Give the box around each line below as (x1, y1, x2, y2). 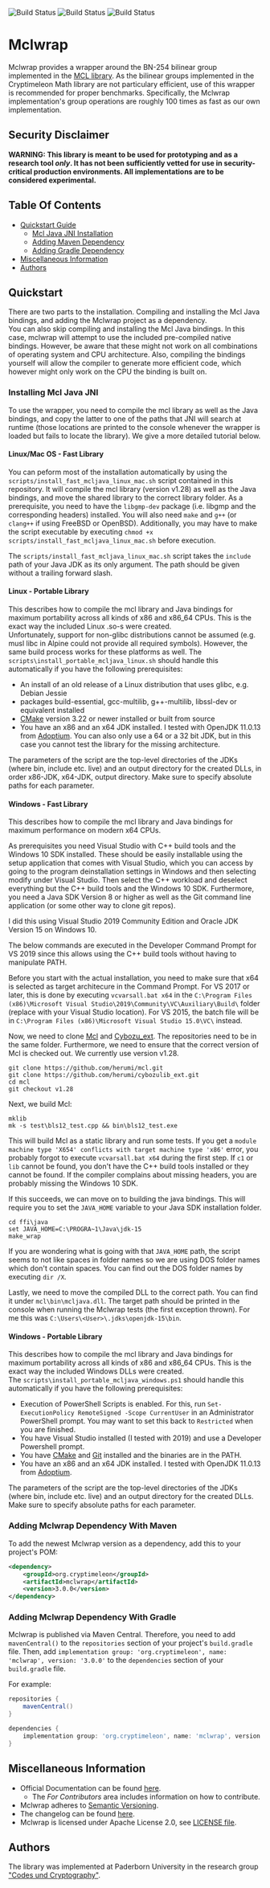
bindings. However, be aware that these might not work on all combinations (8, 342, 258, 351)
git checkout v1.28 (8, 1085, 74, 1093)
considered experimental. (8, 175, 96, 185)
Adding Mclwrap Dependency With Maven (8, 1520, 178, 1531)
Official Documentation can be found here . (19, 1783, 162, 1792)
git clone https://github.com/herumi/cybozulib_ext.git (8, 1071, 199, 1079)
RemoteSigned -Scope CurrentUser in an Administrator (77, 1407, 255, 1418)
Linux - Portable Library (8, 587, 90, 596)
